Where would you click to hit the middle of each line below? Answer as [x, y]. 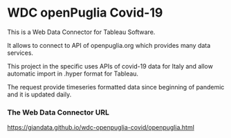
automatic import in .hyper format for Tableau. [73, 74]
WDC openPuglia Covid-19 [85, 13]
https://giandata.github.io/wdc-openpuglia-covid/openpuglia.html [101, 128]
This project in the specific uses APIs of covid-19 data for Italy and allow [110, 66]
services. [20, 53]
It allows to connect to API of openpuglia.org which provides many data [109, 45]
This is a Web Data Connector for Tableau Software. [81, 32]
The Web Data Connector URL [58, 112]
